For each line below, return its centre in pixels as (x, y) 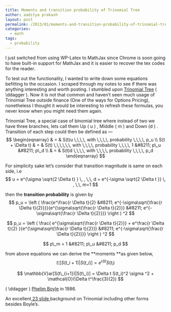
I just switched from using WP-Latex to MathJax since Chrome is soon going (85, 58)
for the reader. (20, 68)
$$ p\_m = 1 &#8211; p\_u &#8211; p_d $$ (85, 244)
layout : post (19, 19)
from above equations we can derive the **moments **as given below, (79, 253)
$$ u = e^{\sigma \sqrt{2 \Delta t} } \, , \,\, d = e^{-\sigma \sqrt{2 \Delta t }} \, (85, 179)
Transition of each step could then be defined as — (59, 132)
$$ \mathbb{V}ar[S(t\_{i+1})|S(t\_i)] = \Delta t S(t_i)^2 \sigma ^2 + (85, 274)
